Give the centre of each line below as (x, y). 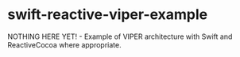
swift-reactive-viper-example (108, 15)
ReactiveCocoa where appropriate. (64, 44)
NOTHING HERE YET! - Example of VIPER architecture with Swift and (120, 36)
